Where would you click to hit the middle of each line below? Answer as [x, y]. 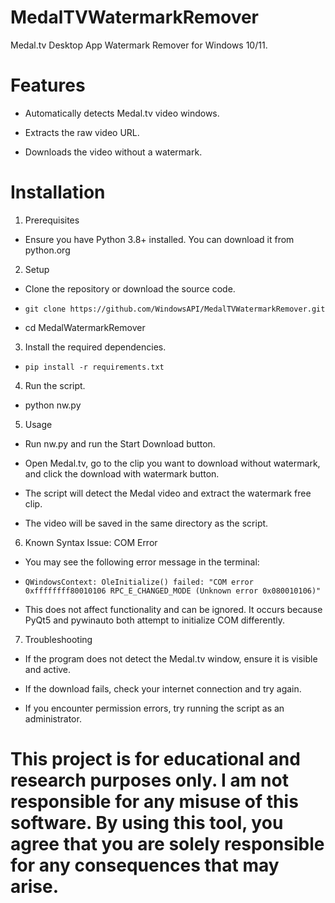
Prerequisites [52, 220]
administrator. [53, 718]
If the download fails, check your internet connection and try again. [163, 688]
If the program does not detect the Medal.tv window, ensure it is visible [171, 658]
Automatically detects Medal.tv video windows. [122, 113]
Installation [58, 192]
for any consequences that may [145, 865]
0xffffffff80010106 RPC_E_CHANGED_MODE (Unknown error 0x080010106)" [173, 591]
